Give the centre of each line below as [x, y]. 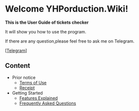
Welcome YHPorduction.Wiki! [67, 9]
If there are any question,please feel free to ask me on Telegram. [70, 41]
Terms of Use [33, 82]
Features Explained [39, 98]
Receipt [27, 88]
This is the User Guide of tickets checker [47, 22]
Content [18, 66]
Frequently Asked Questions [48, 103]
